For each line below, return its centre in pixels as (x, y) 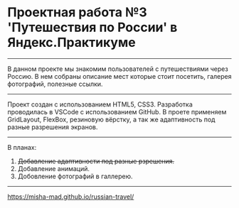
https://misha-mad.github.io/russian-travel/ (71, 197)
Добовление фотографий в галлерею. (75, 176)
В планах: (22, 147)
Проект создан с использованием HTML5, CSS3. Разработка (100, 104)
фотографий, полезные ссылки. (55, 84)
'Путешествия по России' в (92, 27)
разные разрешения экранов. (53, 127)
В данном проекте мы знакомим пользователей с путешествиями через (118, 69)
